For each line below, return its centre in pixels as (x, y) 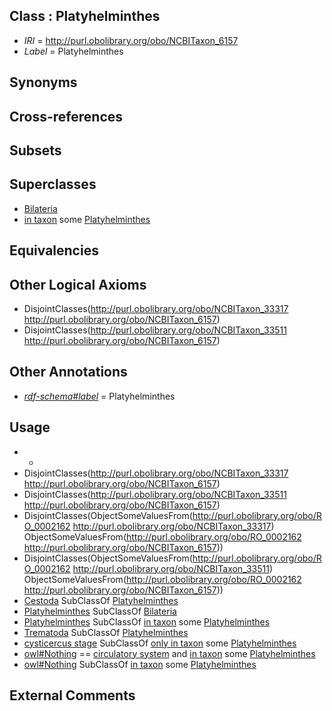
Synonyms (43, 82)
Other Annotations (68, 372)
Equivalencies (54, 250)
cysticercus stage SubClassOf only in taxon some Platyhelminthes (160, 643)
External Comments (72, 695)
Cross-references (66, 116)
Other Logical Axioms (78, 284)
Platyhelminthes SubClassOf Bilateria (100, 611)
